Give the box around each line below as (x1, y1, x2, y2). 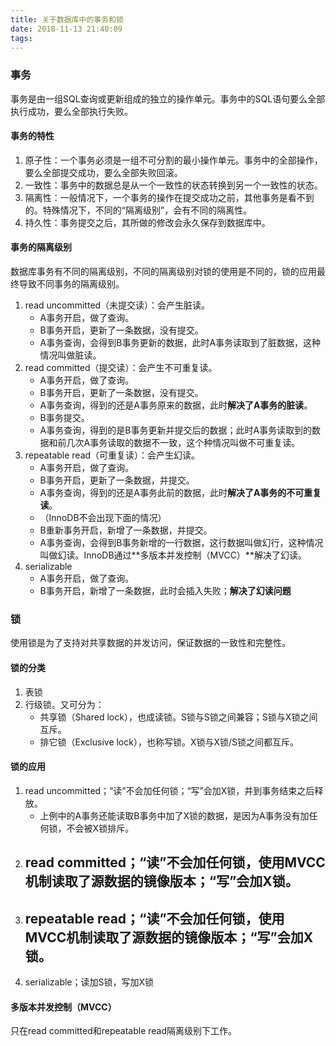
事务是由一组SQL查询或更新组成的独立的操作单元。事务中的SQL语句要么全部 (10, 92, 326, 105)
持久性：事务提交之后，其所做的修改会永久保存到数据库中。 (24, 216, 271, 228)
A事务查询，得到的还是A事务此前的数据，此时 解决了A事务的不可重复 (39, 487, 322, 499)
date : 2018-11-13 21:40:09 (10, 24, 123, 34)
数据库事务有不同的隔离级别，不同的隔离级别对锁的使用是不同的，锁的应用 (10, 266, 317, 278)
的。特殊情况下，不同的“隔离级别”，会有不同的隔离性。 (24, 204, 253, 216)
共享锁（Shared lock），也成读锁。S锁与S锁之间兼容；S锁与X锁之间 (39, 711, 318, 723)
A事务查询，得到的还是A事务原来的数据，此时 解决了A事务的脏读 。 (39, 399, 313, 411)
